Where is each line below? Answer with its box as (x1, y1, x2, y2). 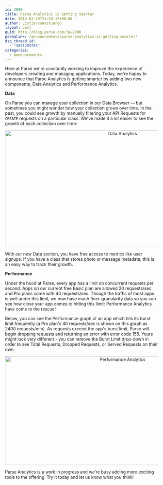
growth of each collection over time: (5, 121, 78, 126)
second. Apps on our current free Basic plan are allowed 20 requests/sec (5, 286, 152, 291)
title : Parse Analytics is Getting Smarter (5, 12, 95, 17)
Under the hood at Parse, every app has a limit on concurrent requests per (5, 280, 154, 286)
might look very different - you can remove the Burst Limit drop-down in (5, 336, 149, 342)
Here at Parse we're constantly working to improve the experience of (5, 66, 143, 72)
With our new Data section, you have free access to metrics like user (5, 251, 143, 257)
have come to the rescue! (5, 306, 56, 312)
